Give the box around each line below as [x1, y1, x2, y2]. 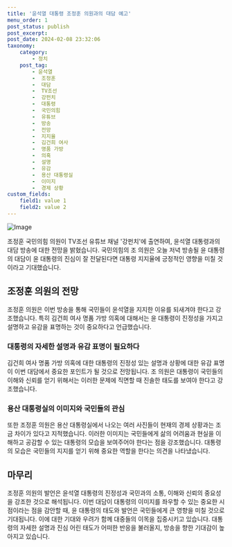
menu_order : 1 [7, 17, 48, 24]
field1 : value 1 [19, 197, 67, 205]
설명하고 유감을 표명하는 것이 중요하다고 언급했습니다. [7, 322, 152, 330]
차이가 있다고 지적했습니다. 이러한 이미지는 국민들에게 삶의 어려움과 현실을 [14, 430, 215, 438]
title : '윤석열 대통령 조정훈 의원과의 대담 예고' [7, 10, 132, 17]
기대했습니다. [25, 263, 61, 271]
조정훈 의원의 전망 [7, 285, 79, 297]
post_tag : [19, 62, 48, 69]
